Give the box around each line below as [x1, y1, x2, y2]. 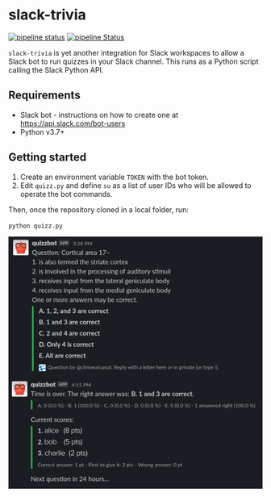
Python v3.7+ [19, 127, 65, 136]
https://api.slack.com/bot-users [19, 119, 126, 128]
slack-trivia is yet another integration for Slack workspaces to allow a [8, 48, 244, 57]
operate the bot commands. [19, 189, 113, 198]
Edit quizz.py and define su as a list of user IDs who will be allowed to [19, 180, 252, 190]
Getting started [8, 151, 87, 165]
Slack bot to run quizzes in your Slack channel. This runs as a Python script [8, 56, 259, 66]
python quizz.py [8, 222, 63, 230]
